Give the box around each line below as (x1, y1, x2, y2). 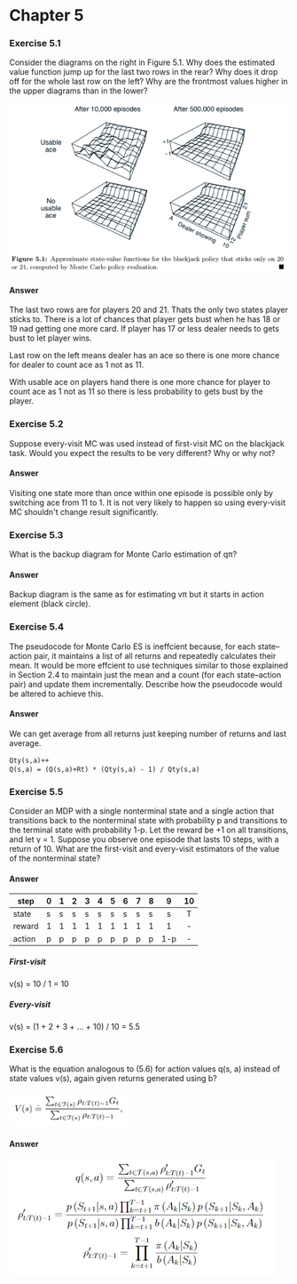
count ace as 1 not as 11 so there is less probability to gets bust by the (9, 386, 263, 397)
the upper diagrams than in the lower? (9, 85, 148, 96)
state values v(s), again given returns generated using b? (9, 1073, 217, 1084)
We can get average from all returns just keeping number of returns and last (9, 728, 286, 739)
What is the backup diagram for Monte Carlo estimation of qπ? (9, 549, 238, 560)
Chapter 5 (9, 5, 84, 26)
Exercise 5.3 (9, 528, 64, 541)
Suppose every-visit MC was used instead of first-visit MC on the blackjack (9, 437, 285, 449)
